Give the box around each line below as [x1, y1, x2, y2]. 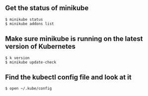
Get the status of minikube [5, 4, 89, 12]
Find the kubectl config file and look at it [5, 73, 132, 82]
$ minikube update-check [5, 60, 56, 64]
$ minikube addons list [5, 21, 54, 26]
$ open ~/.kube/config [5, 86, 52, 91]
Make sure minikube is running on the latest [5, 34, 143, 43]
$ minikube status [5, 17, 43, 22]
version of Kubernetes [5, 42, 76, 51]
